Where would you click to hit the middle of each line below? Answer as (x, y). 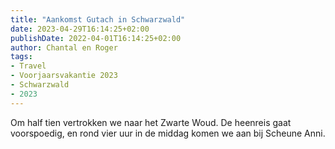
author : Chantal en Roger (64, 47)
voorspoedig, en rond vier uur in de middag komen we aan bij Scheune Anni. (168, 133)
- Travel (28, 66)
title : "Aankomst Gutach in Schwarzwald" (98, 19)
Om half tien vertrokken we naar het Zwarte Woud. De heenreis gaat (151, 122)
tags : (21, 57)
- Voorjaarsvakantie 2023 (64, 76)
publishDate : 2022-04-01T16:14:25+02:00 (96, 38)
